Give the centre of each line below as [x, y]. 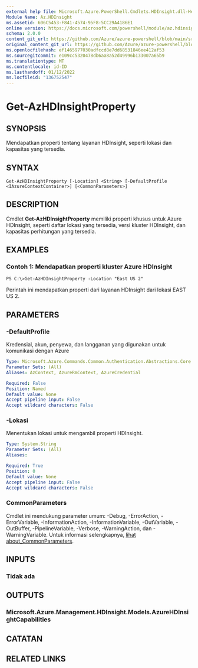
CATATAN [24, 639]
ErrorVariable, [23, 522]
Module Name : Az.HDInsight [39, 17]
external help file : [32, 12]
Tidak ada [21, 576]
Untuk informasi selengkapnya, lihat [93, 534]
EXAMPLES [27, 250]
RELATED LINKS [36, 659]
